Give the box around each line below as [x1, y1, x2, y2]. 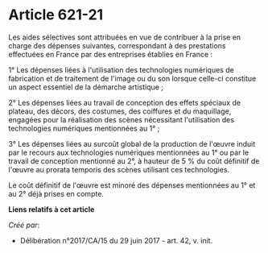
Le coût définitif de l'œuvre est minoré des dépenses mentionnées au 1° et [8, 180, 256, 190]
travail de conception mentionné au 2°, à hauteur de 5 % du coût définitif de [8, 156, 260, 166]
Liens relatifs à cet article [8, 204, 95, 214]
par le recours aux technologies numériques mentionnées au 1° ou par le [8, 147, 249, 157]
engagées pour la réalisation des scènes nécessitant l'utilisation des [8, 114, 235, 124]
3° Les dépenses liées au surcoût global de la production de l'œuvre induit [8, 139, 256, 148]
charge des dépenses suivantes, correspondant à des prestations [8, 40, 226, 50]
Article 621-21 [8, 6, 104, 24]
